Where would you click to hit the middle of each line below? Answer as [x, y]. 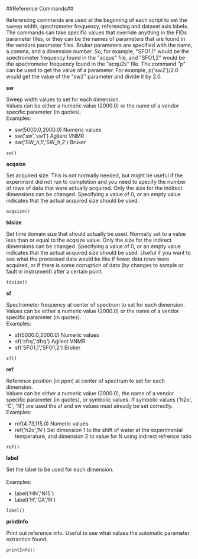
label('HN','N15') [34, 493]
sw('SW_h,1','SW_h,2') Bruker [50, 142]
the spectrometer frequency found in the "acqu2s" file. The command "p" [96, 64]
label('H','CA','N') [35, 500]
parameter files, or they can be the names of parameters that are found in [96, 39]
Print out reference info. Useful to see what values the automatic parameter [98, 533]
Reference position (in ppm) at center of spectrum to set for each [86, 381]
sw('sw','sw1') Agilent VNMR [49, 136]
